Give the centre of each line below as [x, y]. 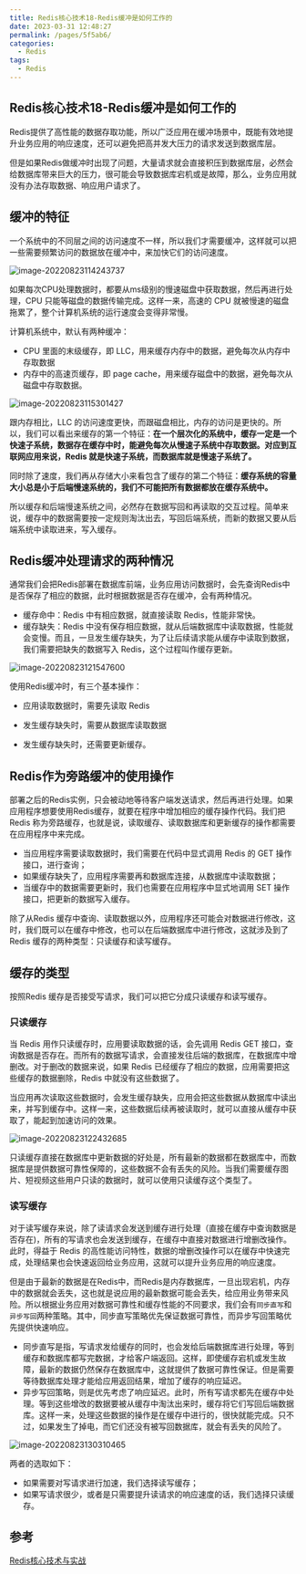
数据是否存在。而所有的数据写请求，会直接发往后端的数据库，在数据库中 [153, 1056]
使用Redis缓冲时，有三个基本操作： [76, 686]
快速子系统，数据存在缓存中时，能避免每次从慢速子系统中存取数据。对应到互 [153, 444]
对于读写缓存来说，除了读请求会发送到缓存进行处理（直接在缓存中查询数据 [149, 1227]
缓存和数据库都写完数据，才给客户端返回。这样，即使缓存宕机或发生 [150, 1358]
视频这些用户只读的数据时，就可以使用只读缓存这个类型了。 [145, 1180]
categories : [32, 43]
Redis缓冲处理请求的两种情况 [92, 561]
